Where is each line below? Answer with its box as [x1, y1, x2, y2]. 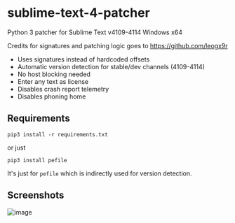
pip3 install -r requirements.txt [7, 131, 109, 138]
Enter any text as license [17, 77, 89, 85]
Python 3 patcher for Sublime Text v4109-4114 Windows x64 [7, 28, 183, 36]
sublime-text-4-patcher [7, 5, 151, 21]
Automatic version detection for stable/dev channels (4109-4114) [17, 62, 206, 71]
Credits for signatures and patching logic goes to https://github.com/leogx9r [7, 41, 228, 50]
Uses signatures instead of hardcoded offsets [17, 55, 150, 64]
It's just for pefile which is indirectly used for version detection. [7, 169, 192, 178]
